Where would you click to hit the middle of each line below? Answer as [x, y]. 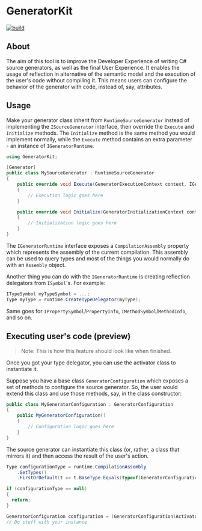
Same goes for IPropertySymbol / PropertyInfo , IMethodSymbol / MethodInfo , [97, 311]
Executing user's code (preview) [69, 336]
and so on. [20, 318]
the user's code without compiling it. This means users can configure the [97, 80]
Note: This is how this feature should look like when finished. [96, 351]
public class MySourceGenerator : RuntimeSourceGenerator [80, 173]
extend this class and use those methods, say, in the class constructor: [94, 393]
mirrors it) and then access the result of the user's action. [78, 456]
